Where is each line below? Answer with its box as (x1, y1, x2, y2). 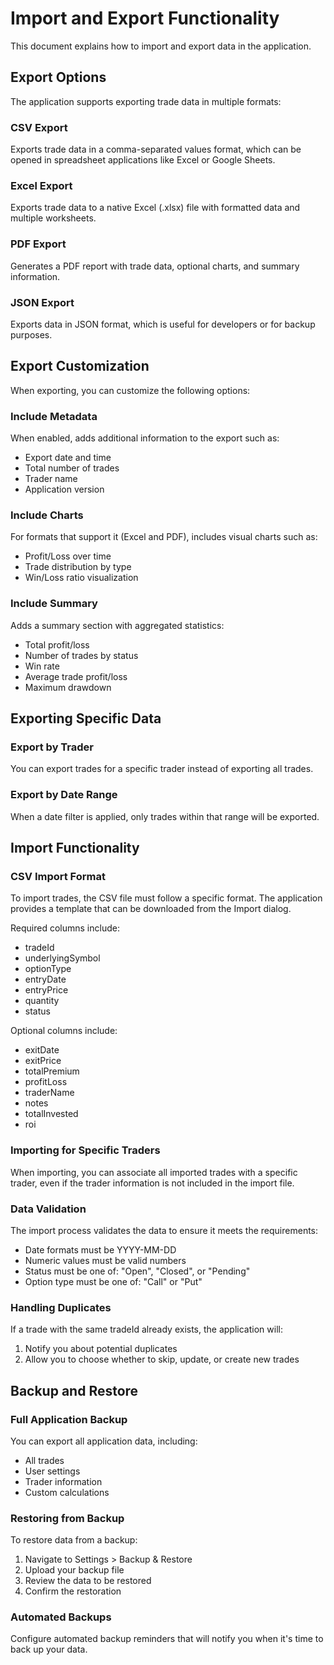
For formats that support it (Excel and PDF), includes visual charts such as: (10, 531, 318, 543)
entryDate (24, 973, 67, 986)
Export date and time (24, 452, 112, 464)
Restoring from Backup (10, 1511, 125, 1525)
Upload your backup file (24, 1564, 125, 1576)
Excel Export (10, 178, 73, 192)
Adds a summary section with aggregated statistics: (10, 619, 225, 631)
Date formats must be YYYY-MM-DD (24, 1243, 177, 1256)
